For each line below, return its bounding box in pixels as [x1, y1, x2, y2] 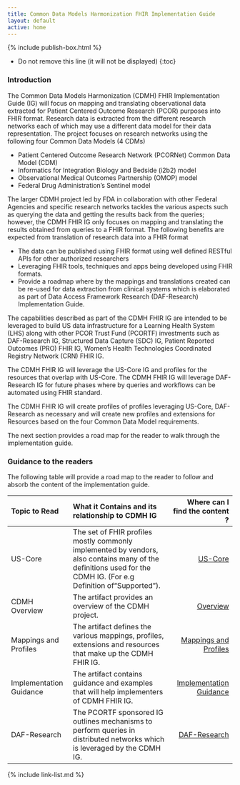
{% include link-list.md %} [7, 770, 84, 779]
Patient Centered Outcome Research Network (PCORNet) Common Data [17, 151, 231, 159]
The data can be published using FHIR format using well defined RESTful [17, 246, 232, 255]
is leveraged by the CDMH [72, 743, 161, 753]
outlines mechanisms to [72, 716, 153, 726]
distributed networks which [72, 734, 165, 744]
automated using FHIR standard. [7, 388, 102, 396]
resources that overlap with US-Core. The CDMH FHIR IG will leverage [7, 373, 214, 381]
